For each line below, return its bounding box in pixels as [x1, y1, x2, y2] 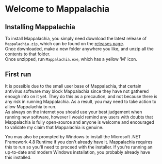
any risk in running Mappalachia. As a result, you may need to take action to [5, 98, 157, 104]
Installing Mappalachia [5, 23, 75, 31]
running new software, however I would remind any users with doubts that [5, 114, 153, 120]
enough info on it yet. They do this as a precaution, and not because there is [5, 93, 158, 99]
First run [5, 70, 32, 79]
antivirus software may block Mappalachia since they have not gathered [5, 88, 149, 94]
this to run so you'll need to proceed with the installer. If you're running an [5, 144, 153, 150]
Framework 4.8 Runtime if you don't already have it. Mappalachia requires [5, 139, 153, 145]
